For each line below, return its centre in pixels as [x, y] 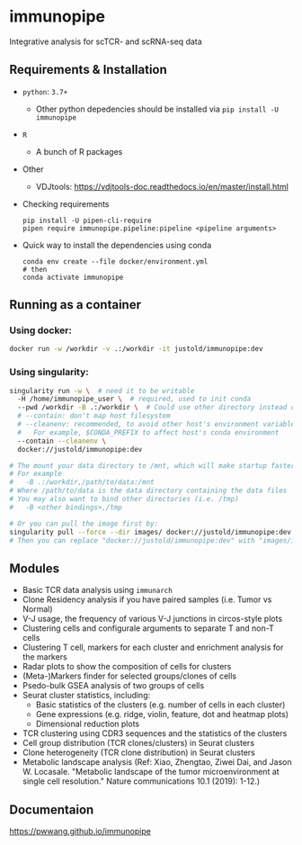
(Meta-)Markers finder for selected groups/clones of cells [129, 676]
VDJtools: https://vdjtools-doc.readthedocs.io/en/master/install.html [162, 186]
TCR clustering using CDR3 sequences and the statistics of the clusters [155, 733]
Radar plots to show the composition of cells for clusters [127, 667]
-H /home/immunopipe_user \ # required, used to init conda [134, 399]
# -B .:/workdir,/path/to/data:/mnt [82, 482]
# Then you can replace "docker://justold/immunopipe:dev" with [132, 540]
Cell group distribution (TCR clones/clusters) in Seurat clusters [138, 743]
